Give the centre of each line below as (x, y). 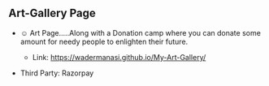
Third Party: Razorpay (57, 73)
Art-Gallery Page (52, 13)
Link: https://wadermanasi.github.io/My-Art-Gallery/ (119, 57)
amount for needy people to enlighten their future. (104, 41)
